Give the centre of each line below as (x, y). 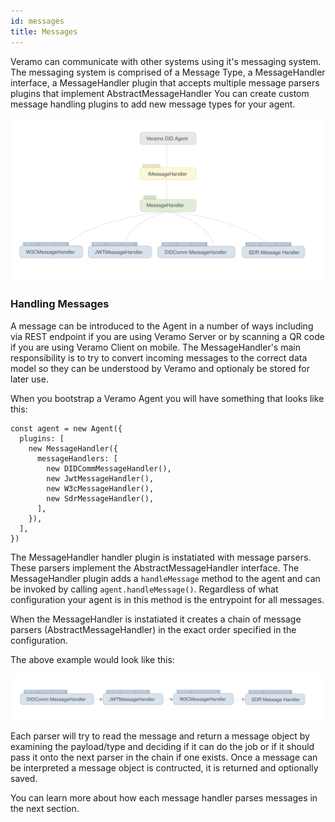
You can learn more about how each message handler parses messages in (164, 798)
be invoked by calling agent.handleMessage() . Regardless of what (144, 589)
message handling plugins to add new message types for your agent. (153, 104)
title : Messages (44, 31)
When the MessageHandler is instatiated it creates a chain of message (156, 619)
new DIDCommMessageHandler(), (109, 468)
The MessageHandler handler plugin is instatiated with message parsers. (161, 557)
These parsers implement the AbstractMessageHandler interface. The (155, 567)
